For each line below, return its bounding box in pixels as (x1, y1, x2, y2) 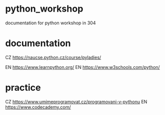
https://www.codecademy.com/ (5, 104, 71, 110)
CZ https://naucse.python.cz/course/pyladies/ (5, 54, 101, 60)
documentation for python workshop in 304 (5, 20, 96, 26)
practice (5, 82, 41, 94)
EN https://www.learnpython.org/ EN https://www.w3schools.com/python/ (5, 64, 160, 70)
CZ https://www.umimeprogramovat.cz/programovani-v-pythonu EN (5, 98, 147, 104)
